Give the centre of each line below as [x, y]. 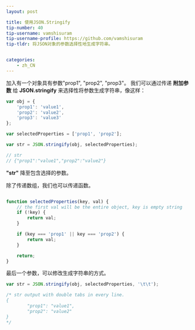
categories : [21, 60]
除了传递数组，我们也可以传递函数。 [50, 185]
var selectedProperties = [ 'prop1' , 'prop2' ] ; [64, 134]
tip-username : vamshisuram [39, 33]
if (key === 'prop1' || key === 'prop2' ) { [71, 234]
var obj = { [21, 101]
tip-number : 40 [25, 28]
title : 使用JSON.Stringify [38, 22]
